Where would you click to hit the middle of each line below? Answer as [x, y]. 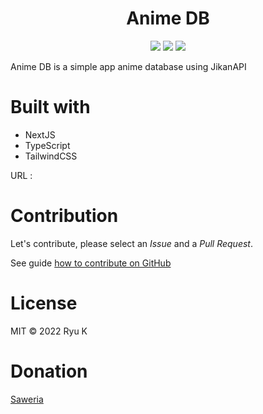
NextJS [40, 134]
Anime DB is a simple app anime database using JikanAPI [128, 66]
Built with [50, 107]
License [44, 303]
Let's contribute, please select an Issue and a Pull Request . [131, 243]
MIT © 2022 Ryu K [49, 331]
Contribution [64, 216]
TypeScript [47, 145]
